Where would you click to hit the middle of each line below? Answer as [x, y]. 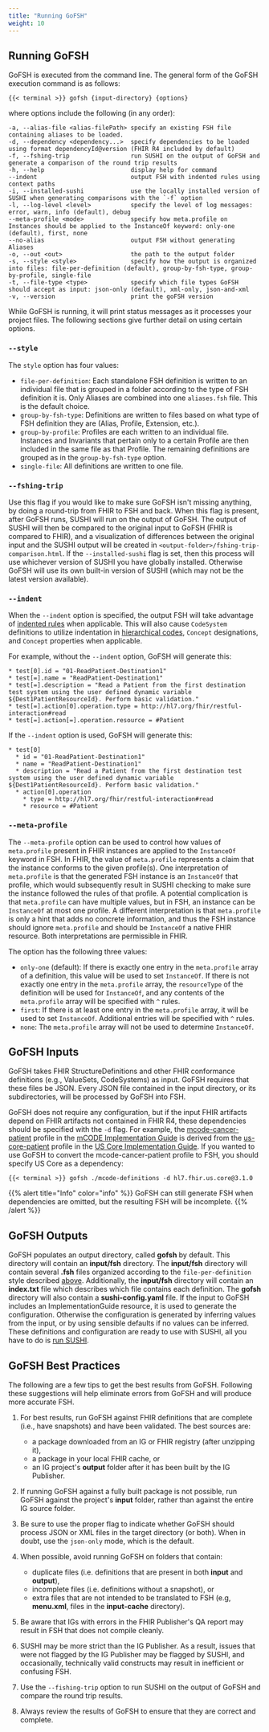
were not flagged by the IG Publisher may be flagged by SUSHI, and [132, 1654]
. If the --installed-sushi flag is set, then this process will [158, 553]
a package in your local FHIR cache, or [96, 1458]
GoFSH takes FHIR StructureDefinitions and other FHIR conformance [122, 1071]
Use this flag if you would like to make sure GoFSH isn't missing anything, [130, 502]
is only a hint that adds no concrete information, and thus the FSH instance [132, 919]
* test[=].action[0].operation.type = [73, 707]
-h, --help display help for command [113, 170]
